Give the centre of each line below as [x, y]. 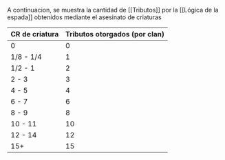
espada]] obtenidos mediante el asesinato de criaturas [84, 17]
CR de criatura [35, 34]
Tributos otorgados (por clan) [115, 34]
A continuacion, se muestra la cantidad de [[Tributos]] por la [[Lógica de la [113, 10]
